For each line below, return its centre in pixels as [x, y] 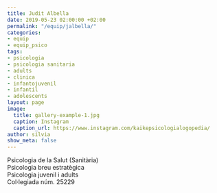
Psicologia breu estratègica [46, 168]
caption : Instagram [41, 121]
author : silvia [29, 134]
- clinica [21, 77]
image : [16, 109]
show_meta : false [32, 141]
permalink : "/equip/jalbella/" [52, 26]
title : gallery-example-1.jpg [56, 115]
